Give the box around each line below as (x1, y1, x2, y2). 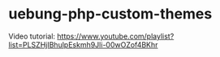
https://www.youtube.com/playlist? (56, 31, 175, 41)
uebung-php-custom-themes (8, 5, 213, 23)
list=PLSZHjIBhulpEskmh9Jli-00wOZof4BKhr (8, 39, 158, 49)
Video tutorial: (8, 31, 55, 41)
